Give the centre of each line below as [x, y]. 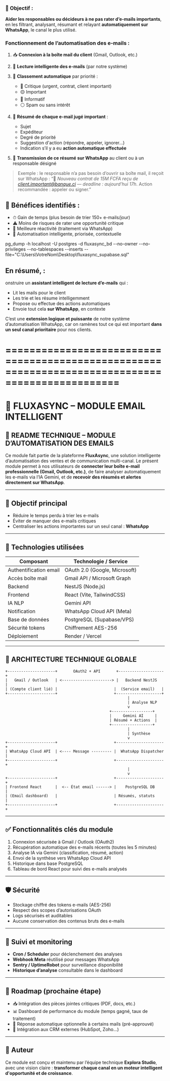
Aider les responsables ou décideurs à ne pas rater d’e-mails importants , [83, 19]
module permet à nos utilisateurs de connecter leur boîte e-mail [73, 466]
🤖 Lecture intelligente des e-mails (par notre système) [70, 66]
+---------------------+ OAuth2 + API [53, 671]
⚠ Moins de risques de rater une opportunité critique [68, 223]
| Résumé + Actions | [133, 720]
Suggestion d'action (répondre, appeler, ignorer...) [72, 142]
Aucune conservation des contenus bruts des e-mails [69, 921]
